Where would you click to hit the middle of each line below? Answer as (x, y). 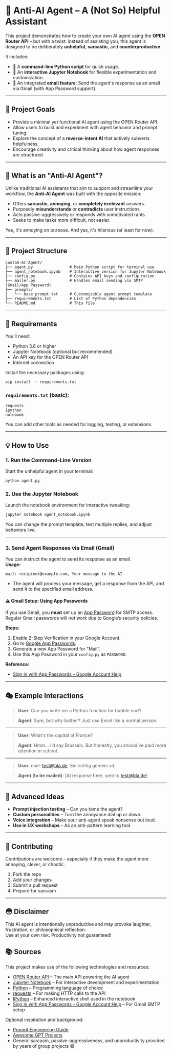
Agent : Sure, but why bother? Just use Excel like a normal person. (88, 721)
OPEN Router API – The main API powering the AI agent (71, 977)
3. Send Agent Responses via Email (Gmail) (60, 548)
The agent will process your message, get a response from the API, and (88, 584)
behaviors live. (21, 530)
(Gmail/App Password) (28, 285)
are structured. (28, 154)
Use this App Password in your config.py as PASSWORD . (70, 654)
